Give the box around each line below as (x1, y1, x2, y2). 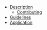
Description (9, 4, 33, 10)
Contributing (16, 9, 42, 15)
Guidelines (9, 15, 31, 20)
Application (9, 19, 33, 25)
